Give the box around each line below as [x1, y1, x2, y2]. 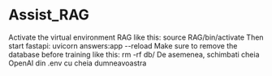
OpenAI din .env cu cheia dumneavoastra [8, 58, 147, 68]
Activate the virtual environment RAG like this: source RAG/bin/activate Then [8, 32, 264, 42]
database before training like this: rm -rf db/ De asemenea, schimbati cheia [8, 49, 260, 59]
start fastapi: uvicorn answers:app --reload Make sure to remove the [8, 40, 238, 50]
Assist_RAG [8, 6, 89, 24]
